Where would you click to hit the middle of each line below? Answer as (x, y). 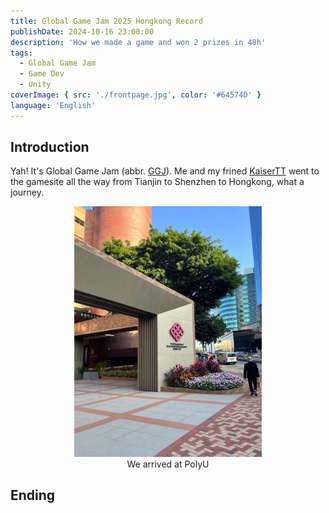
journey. (27, 192)
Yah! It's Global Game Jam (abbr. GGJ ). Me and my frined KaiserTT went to (165, 171)
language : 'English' (53, 105)
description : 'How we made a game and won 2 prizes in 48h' (138, 42)
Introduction (50, 147)
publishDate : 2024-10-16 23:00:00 (82, 31)
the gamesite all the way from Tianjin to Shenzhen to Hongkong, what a (157, 182)
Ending (33, 495)
